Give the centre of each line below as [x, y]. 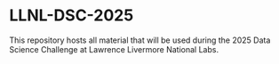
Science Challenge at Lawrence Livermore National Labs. [114, 49]
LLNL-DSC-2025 [72, 16]
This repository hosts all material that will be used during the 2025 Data [140, 40]
